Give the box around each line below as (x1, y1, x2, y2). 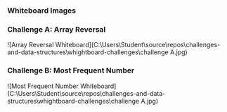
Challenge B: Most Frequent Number (7, 66, 135, 75)
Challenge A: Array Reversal (7, 24, 106, 34)
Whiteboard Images (7, 6, 76, 15)
